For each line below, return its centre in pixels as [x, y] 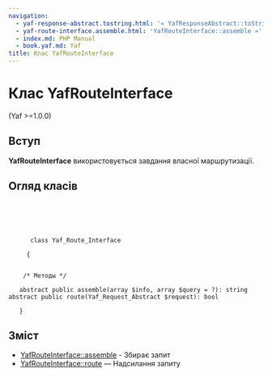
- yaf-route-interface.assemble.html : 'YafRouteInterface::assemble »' [139, 31]
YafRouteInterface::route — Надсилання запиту [100, 364]
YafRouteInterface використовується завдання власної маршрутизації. [132, 161]
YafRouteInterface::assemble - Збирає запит [95, 355]
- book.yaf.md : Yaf [49, 46]
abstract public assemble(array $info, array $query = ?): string [134, 289]
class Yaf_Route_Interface [75, 240]
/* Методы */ [45, 276]
